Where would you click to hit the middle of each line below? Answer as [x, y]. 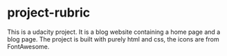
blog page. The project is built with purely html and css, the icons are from [113, 39]
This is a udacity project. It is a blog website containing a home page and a [114, 32]
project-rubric [49, 13]
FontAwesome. [28, 46]
